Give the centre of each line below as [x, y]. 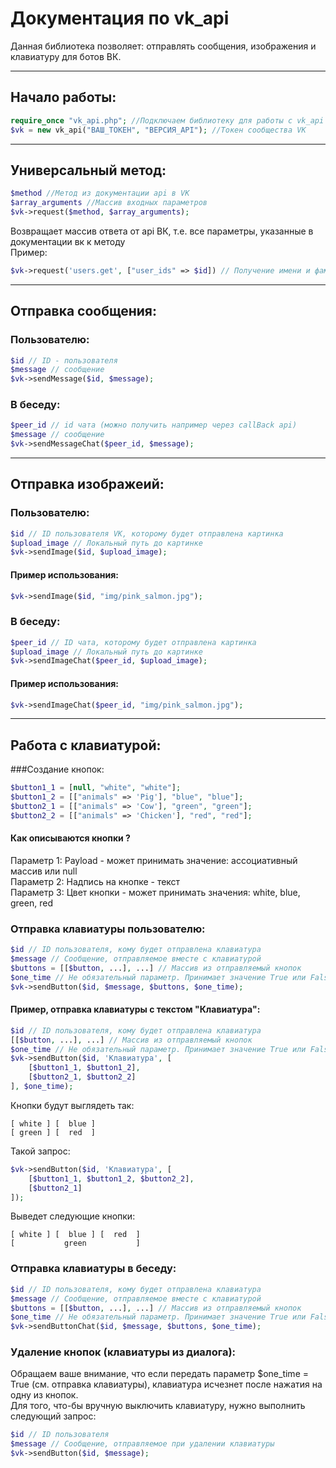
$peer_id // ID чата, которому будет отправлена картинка [133, 642]
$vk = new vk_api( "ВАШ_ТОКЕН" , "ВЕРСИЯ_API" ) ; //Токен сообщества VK [158, 130]
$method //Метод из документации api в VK [100, 193]
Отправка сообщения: [83, 311]
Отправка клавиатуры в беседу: [93, 1269]
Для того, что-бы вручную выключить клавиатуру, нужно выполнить [158, 1406]
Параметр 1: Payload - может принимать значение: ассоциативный [154, 860]
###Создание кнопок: [57, 769]
